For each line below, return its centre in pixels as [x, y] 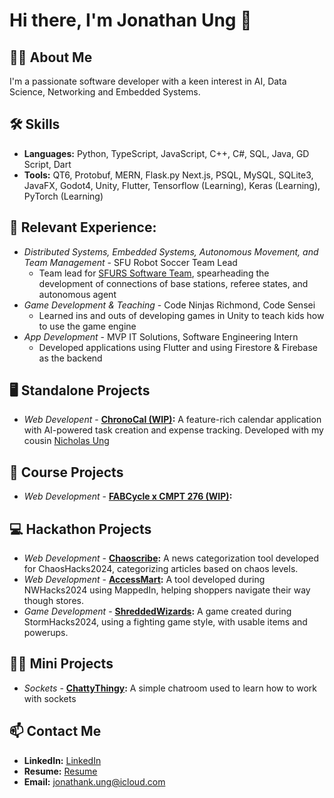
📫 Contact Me [55, 731]
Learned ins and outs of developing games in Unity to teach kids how [181, 315]
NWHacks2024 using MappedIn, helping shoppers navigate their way [167, 590]
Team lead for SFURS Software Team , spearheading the [154, 273]
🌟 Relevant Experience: [83, 227]
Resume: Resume [60, 771]
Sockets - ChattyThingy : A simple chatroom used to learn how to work [170, 688]
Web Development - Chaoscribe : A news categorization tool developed [171, 558]
